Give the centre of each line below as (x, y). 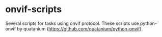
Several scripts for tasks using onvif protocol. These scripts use (72, 23)
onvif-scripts (34, 9)
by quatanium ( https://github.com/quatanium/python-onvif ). (80, 28)
